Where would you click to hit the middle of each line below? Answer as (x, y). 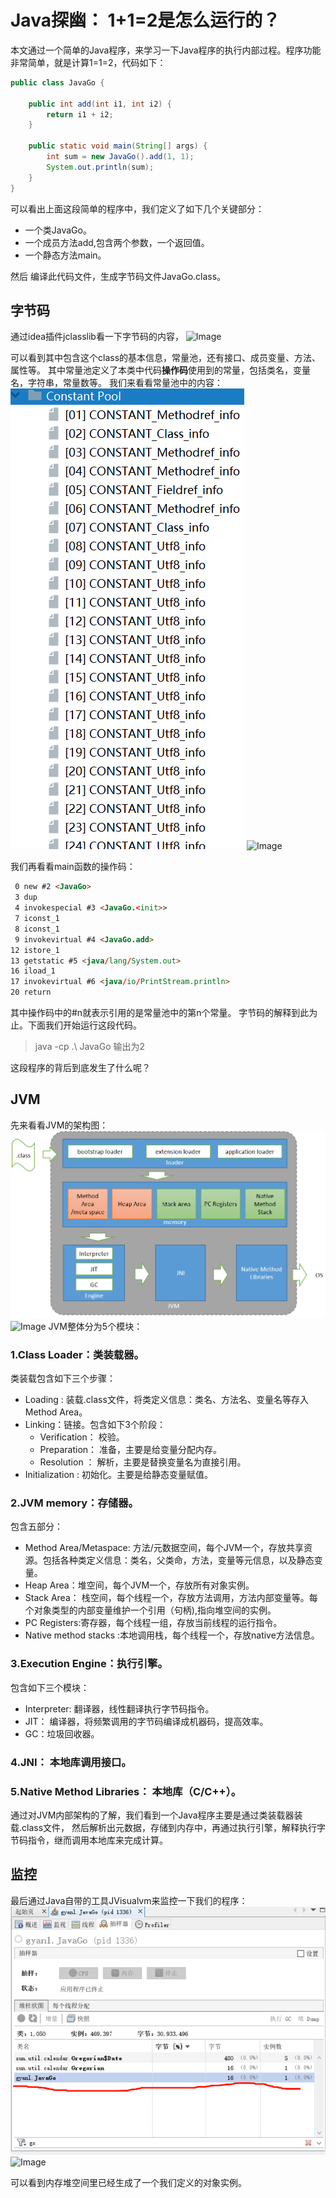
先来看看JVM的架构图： (59, 1125)
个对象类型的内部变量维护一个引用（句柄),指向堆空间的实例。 (150, 1610)
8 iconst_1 (37, 929)
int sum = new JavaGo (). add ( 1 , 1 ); (120, 157)
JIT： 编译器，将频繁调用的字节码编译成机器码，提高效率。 (146, 1721)
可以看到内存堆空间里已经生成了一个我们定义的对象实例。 (128, 2182)
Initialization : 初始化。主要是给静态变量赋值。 (118, 1475)
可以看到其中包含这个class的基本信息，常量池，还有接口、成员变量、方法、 (166, 358)
